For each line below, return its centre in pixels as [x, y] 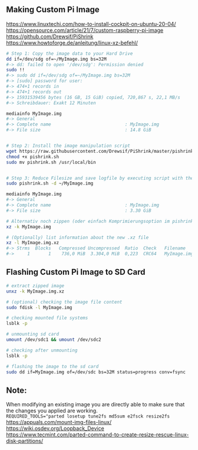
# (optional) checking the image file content [64, 302]
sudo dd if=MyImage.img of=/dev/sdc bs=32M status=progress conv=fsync [96, 372]
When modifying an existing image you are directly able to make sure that [95, 405]
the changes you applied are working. [52, 411]
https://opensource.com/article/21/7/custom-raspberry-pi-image [85, 30]
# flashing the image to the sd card [52, 366]
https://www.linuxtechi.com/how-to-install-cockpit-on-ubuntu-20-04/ [91, 24]
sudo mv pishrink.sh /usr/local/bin [51, 162]
